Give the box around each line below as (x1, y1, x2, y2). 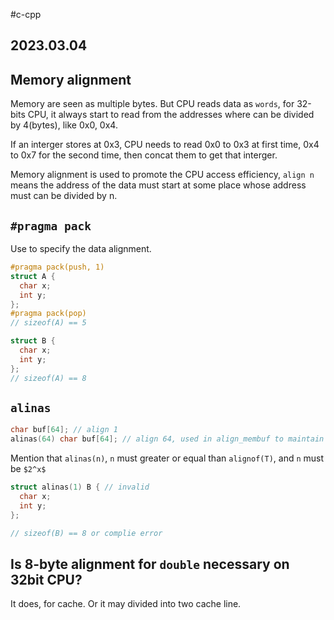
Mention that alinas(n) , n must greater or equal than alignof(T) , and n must (10, 452, 325, 464)
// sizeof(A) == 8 (10, 373, 87, 383)
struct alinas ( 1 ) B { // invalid (10, 482, 150, 493)
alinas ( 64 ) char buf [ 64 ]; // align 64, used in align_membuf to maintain (10, 434, 325, 444)
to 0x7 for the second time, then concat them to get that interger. (10, 149, 278, 161)
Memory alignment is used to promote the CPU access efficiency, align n (10, 169, 315, 181)
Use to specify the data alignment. (10, 243, 152, 255)
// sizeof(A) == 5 (10, 318, 87, 328)
